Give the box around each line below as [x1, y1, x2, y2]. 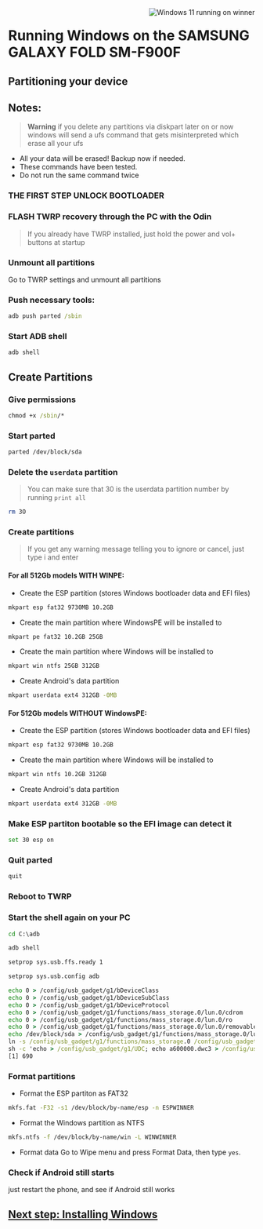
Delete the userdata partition [8, 466, 118, 477]
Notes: [8, 101, 41, 115]
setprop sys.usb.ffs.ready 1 [8, 958, 103, 966]
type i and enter [27, 553, 79, 562]
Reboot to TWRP [8, 891, 72, 902]
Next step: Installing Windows [8, 1208, 158, 1221]
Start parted [8, 430, 56, 441]
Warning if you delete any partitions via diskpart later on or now [27, 122, 234, 132]
